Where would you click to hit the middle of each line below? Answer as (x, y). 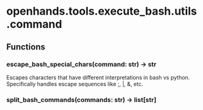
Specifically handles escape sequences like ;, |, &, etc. (75, 84)
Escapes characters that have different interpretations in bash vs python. (98, 77)
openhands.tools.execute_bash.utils (102, 11)
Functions (26, 47)
